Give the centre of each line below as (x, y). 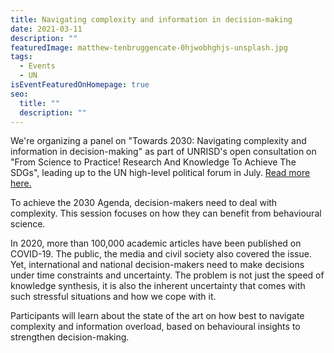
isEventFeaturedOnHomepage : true (80, 85)
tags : (21, 57)
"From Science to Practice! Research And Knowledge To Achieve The (153, 162)
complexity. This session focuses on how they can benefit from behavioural (166, 213)
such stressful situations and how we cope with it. (113, 297)
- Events (37, 66)
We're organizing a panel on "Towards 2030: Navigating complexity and (158, 141)
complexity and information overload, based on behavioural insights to (155, 327)
